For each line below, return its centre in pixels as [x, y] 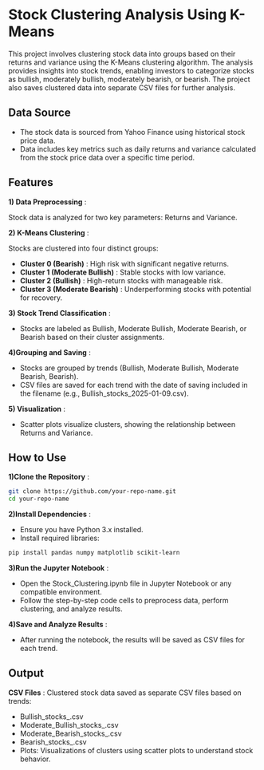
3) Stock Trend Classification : [60, 313]
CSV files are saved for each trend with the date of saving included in [134, 385]
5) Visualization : [37, 409]
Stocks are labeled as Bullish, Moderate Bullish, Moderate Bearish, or [133, 328]
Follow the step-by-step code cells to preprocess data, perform [124, 600]
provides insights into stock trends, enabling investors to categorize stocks [131, 70]
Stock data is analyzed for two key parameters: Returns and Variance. [123, 217]
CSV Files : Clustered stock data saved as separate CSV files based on [125, 693]
